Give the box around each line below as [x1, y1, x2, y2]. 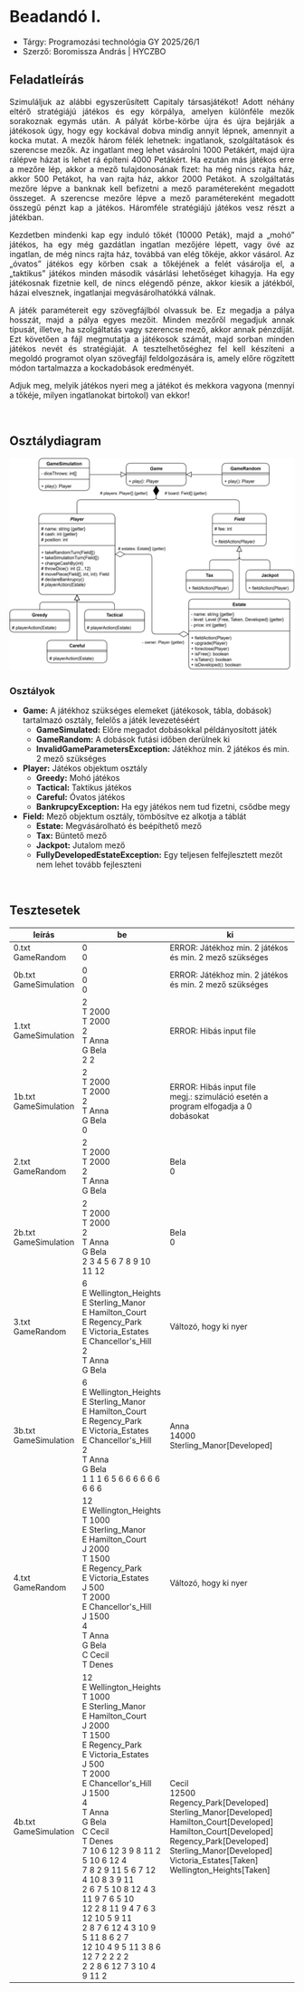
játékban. [9, 211, 44, 223]
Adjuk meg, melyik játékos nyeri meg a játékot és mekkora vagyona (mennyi [9, 380, 295, 390]
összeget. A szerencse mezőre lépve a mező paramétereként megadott [9, 192, 295, 203]
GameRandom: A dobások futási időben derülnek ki [35, 734, 231, 745]
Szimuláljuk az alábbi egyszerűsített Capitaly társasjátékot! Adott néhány [9, 96, 295, 107]
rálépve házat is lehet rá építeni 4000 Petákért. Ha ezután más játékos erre [9, 154, 295, 165]
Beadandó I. [9, 6, 101, 27]
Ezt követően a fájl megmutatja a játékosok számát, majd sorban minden [9, 333, 295, 344]
